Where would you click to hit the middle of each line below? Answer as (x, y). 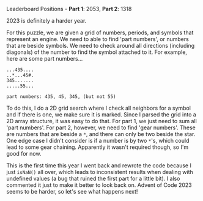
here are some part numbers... (45, 59)
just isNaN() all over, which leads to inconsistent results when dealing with (100, 172)
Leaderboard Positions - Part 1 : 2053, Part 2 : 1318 (69, 9)
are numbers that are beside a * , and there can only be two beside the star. (101, 134)
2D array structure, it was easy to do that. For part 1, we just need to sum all (102, 121)
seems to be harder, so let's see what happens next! (72, 192)
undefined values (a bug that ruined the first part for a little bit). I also (93, 178)
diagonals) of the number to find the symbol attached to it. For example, (97, 52)
